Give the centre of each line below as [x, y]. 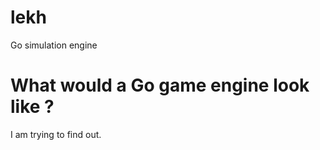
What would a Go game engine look [160, 85]
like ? [32, 107]
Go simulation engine [54, 45]
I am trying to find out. [56, 134]
